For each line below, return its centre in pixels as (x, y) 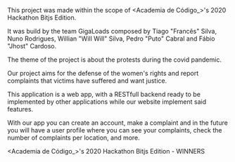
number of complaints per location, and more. (74, 137)
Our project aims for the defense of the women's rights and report (103, 73)
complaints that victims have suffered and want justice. (87, 81)
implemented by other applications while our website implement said (107, 102)
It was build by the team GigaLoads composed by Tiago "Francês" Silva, (112, 31)
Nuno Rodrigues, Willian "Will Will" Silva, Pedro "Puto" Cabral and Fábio (111, 39)
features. (20, 109)
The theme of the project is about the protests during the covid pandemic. (114, 60)
